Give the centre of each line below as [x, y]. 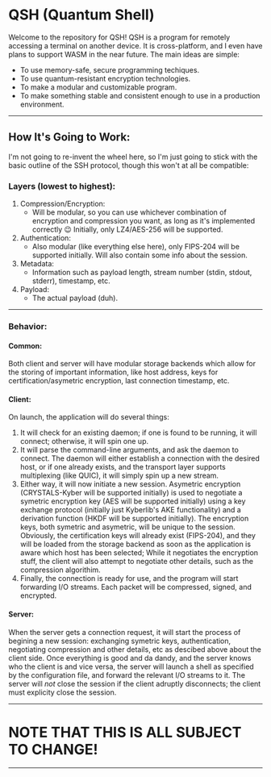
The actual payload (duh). [75, 298]
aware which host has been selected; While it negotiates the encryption [139, 553]
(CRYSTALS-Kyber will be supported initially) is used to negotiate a [131, 493]
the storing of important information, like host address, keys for [113, 372]
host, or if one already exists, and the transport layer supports [123, 467]
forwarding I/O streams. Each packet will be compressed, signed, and [136, 587]
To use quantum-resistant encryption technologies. [105, 78]
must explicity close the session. [63, 692]
